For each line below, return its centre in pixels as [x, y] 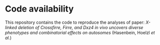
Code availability [39, 9]
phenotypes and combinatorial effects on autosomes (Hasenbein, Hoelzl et [80, 32]
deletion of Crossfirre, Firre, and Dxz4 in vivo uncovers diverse [81, 27]
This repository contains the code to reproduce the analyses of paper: [75, 22]
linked [11, 27]
